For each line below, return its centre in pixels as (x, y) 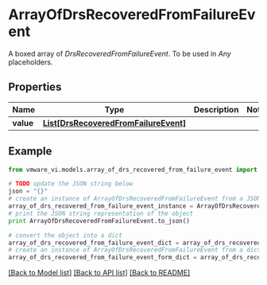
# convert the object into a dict (66, 235)
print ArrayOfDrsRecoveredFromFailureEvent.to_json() (99, 221)
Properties (35, 87)
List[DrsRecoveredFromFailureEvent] (114, 123)
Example (30, 152)
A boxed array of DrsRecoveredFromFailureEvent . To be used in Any (120, 53)
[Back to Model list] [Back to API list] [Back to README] (99, 273)
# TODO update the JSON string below (71, 184)
